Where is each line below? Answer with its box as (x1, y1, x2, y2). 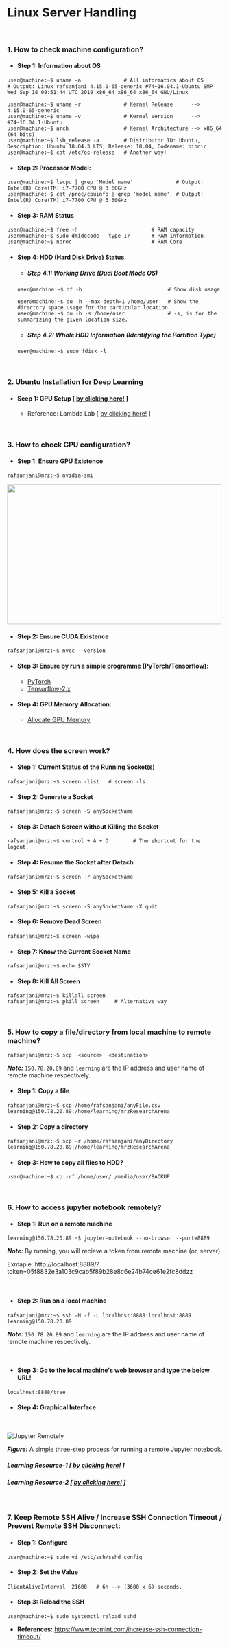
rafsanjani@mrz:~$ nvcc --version (7, 647, 106, 654)
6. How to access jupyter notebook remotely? (7, 1202, 162, 1212)
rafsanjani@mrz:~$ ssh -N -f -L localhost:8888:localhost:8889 (7, 1312, 192, 1319)
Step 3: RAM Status (16, 211, 74, 219)
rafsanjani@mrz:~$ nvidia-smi (7, 472, 94, 479)
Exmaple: (7, 1260, 34, 1268)
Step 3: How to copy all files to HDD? (16, 1158, 123, 1166)
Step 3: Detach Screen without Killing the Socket (16, 822, 159, 831)
